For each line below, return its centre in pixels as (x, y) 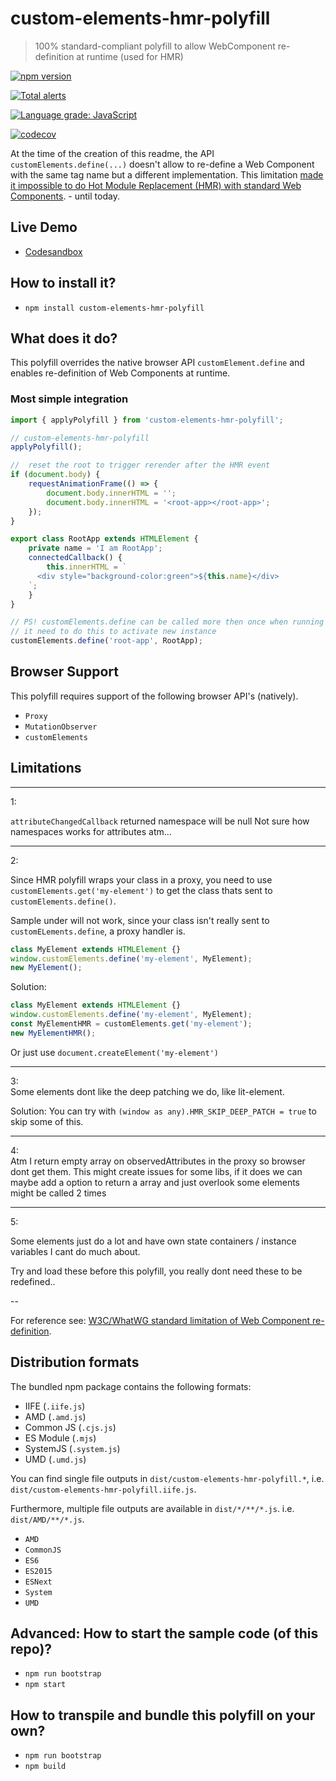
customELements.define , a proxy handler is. (98, 931)
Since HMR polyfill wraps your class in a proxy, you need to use (141, 879)
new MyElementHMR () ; (53, 1033)
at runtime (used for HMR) (130, 56)
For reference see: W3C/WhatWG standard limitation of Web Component (160, 1320)
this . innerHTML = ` (87, 567)
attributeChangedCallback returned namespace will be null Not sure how (160, 821)
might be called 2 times (58, 1193)
